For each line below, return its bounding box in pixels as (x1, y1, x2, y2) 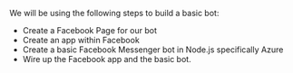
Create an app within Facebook (22, 35, 141, 45)
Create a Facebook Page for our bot (22, 25, 157, 35)
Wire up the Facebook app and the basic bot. (22, 54, 192, 64)
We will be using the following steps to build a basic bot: (9, 8, 220, 18)
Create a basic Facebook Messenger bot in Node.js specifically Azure (22, 44, 284, 55)
